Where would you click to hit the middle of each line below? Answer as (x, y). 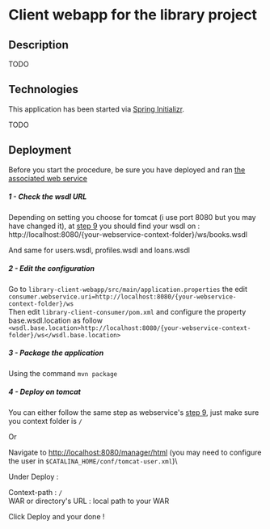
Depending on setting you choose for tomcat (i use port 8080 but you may (132, 217)
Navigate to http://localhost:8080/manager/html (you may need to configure (135, 452)
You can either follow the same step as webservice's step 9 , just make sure (134, 412)
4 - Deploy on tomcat (44, 392)
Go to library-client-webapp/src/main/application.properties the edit (128, 289)
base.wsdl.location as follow (56, 320)
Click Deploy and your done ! (57, 516)
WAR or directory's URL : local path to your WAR (89, 501)
